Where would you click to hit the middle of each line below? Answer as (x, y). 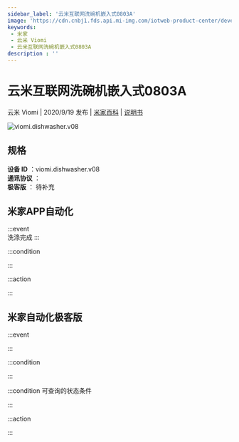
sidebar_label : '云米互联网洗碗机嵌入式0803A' (72, 14)
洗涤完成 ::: (24, 237)
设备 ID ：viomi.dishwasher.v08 (54, 169)
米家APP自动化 (40, 212)
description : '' (33, 54)
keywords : (22, 27)
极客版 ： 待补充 (31, 186)
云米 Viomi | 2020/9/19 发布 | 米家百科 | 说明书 (75, 112)
